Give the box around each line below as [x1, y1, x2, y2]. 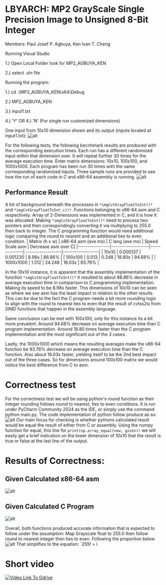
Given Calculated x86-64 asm [5, 475, 100, 483]
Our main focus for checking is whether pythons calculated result [16, 416, 150, 422]
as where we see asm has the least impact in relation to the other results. [5, 290, 154, 296]
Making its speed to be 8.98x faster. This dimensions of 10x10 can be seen [5, 285, 157, 291]
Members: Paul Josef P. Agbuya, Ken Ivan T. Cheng [5, 41, 111, 47]
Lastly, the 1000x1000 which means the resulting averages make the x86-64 [5, 341, 161, 347]
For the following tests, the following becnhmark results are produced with [5, 142, 157, 148]
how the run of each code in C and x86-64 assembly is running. [5, 174, 135, 179]
